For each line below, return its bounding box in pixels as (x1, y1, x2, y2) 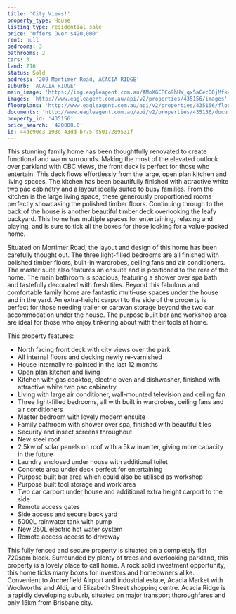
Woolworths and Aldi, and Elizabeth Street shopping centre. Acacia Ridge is (7, 584, 226, 592)
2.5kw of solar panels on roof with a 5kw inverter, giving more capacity (17, 443, 223, 451)
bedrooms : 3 (7, 43, 42, 50)
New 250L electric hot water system (17, 525, 123, 534)
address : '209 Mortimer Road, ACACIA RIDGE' (7, 75, 140, 83)
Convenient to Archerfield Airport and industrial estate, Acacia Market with (7, 576, 223, 584)
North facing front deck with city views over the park (17, 346, 171, 354)
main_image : (7, 89, 42, 96)
